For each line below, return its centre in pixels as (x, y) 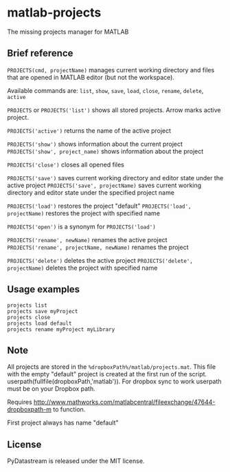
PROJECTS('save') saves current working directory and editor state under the (115, 178)
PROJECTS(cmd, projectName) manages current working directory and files (111, 69)
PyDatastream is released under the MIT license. (76, 461)
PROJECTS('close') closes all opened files (66, 164)
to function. (69, 409)
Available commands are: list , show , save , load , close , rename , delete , (105, 90)
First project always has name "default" (63, 423)
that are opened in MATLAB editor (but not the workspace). (91, 77)
